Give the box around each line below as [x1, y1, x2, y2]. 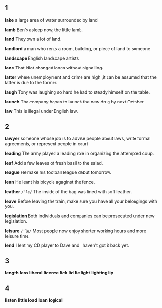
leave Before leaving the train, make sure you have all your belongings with [5, 198, 157, 204]
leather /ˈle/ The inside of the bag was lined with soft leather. [5, 188, 132, 194]
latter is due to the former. [5, 79, 58, 85]
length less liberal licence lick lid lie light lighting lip [5, 270, 114, 275]
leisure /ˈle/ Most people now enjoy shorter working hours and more [5, 228, 146, 234]
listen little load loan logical [5, 297, 63, 303]
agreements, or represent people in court [5, 140, 88, 147]
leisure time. [5, 233, 30, 239]
